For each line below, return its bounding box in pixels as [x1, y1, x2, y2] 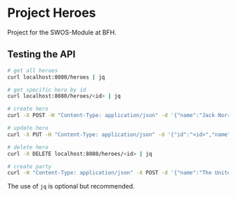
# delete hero [7, 144, 49, 151]
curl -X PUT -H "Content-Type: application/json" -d [7, 131, 165, 138]
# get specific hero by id [7, 86, 86, 93]
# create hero [7, 105, 49, 113]
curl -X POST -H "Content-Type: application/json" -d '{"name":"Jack [7, 112, 216, 119]
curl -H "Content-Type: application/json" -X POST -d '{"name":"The [7, 170, 212, 177]
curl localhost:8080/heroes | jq [7, 74, 105, 81]
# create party [7, 163, 52, 170]
